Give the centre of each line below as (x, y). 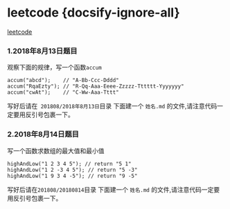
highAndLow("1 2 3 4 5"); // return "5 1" (69, 163)
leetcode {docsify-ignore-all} (94, 13)
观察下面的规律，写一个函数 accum (54, 68)
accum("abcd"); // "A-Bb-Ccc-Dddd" (63, 81)
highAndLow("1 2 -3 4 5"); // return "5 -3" (72, 170)
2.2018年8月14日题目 (43, 135)
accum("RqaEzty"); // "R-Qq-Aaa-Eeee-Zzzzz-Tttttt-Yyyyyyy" (96, 87)
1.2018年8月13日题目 (42, 51)
